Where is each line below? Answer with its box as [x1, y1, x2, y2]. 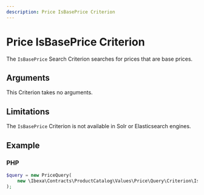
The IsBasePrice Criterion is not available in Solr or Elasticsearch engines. [6, 123, 191, 130]
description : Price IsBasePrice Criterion [6, 9, 115, 15]
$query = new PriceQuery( [6, 172, 72, 178]
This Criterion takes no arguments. [6, 89, 93, 96]
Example [6, 140, 40, 151]
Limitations [6, 106, 50, 117]
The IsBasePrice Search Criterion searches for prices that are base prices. [6, 55, 193, 63]
